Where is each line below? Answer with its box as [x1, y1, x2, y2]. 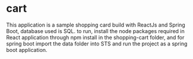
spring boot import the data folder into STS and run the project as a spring [6, 40, 188, 47]
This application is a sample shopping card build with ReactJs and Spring [6, 21, 185, 28]
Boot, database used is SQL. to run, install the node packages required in [6, 27, 185, 34]
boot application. [6, 46, 48, 53]
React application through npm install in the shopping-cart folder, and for [6, 34, 185, 41]
